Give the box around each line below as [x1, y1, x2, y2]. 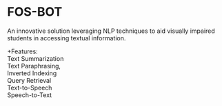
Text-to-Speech [7, 83, 52, 92]
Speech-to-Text [7, 90, 52, 99]
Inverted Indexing [7, 69, 57, 77]
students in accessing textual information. [7, 34, 126, 42]
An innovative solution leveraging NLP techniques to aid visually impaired [7, 27, 215, 35]
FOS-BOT [7, 4, 63, 20]
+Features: [7, 47, 38, 55]
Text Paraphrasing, [7, 62, 61, 70]
